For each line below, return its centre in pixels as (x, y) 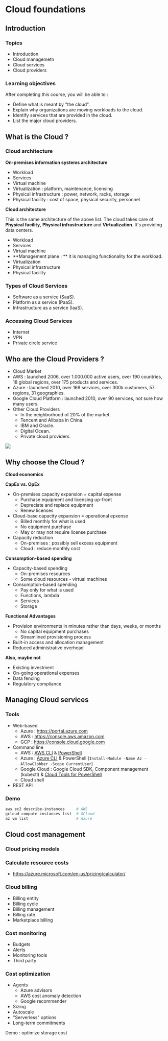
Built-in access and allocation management (58, 643)
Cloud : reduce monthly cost (50, 549)
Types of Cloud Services (37, 286)
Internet (21, 332)
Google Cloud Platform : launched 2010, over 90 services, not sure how (88, 398)
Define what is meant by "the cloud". (51, 104)
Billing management (33, 909)
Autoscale (23, 1012)
